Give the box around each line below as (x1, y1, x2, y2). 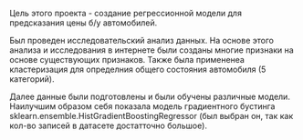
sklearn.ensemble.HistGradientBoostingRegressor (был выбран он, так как (9, 111, 294, 121)
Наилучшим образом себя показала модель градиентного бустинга (9, 101, 276, 112)
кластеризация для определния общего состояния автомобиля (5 (9, 64, 266, 75)
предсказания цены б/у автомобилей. (9, 17, 158, 28)
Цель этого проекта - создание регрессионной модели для (9, 8, 242, 18)
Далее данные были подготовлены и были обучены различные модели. (9, 91, 290, 102)
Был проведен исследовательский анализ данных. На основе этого (9, 35, 274, 45)
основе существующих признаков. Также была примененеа (9, 55, 245, 65)
